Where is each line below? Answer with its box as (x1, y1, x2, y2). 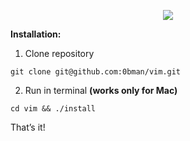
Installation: (10, 28, 62, 40)
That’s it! (10, 121, 46, 133)
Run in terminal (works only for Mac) (24, 85, 178, 96)
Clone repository (24, 48, 95, 59)
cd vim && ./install (10, 104, 97, 114)
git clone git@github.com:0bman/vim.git (10, 67, 182, 77)
